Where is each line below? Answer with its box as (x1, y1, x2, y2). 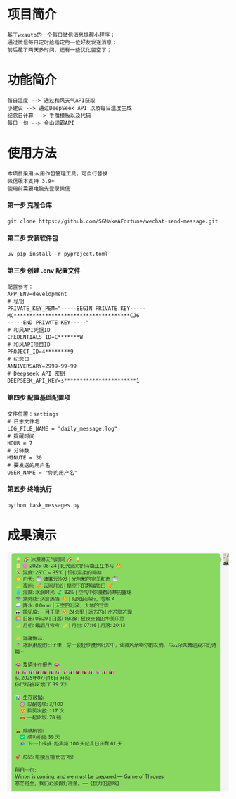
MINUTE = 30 (7, 454, 42, 462)
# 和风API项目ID (7, 341, 51, 349)
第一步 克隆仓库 (7, 201, 53, 209)
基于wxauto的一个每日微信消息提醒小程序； (7, 31, 116, 39)
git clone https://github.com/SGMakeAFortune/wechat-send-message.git (7, 218, 218, 225)
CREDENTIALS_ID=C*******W (7, 334, 83, 341)
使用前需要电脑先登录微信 (7, 185, 70, 192)
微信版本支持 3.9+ (7, 178, 55, 185)
